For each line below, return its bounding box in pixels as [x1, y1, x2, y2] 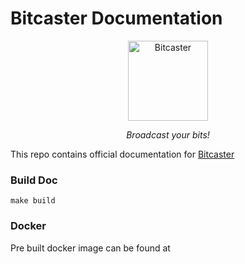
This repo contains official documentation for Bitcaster [10, 148, 235, 160]
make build [10, 196, 56, 206]
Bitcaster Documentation [10, 7, 223, 30]
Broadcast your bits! [126, 128, 210, 141]
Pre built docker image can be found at [10, 242, 171, 254]
